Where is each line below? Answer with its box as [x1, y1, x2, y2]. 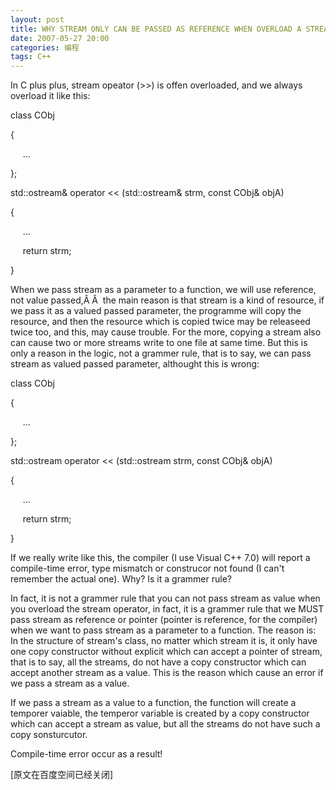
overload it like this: [10, 90, 91, 102]
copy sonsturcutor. [10, 729, 88, 741]
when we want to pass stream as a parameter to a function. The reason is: [10, 624, 317, 636]
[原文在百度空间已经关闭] [10, 769, 114, 781]
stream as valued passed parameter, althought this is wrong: [10, 358, 260, 370]
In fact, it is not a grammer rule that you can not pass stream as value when [10, 592, 321, 605]
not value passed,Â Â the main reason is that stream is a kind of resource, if [10, 294, 325, 306]
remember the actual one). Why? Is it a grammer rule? [10, 573, 232, 585]
